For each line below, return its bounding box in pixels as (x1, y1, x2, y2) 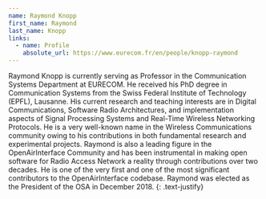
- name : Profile (15, 42, 70, 50)
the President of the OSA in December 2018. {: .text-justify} (8, 182, 204, 191)
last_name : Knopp (8, 26, 66, 35)
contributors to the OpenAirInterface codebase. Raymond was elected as (8, 173, 250, 183)
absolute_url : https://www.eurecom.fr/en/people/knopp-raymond (22, 49, 239, 57)
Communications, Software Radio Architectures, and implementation (8, 105, 235, 115)
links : (8, 34, 30, 43)
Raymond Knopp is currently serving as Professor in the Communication (8, 71, 247, 80)
